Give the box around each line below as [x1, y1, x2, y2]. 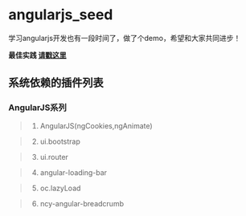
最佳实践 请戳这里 [8, 50, 67, 59]
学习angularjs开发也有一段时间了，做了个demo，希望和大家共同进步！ [8, 33, 241, 43]
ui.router [39, 152, 68, 161]
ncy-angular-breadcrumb [39, 198, 125, 208]
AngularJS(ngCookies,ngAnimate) [39, 120, 153, 130]
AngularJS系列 [8, 102, 67, 113]
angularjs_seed [8, 6, 113, 24]
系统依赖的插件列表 [8, 76, 104, 90]
